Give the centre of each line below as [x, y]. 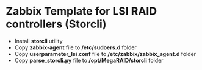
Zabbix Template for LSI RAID [81, 11]
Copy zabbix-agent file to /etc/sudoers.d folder [75, 47]
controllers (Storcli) [56, 24]
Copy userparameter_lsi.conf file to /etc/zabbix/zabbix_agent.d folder [105, 54]
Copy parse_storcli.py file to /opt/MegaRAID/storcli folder [89, 60]
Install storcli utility [38, 41]
